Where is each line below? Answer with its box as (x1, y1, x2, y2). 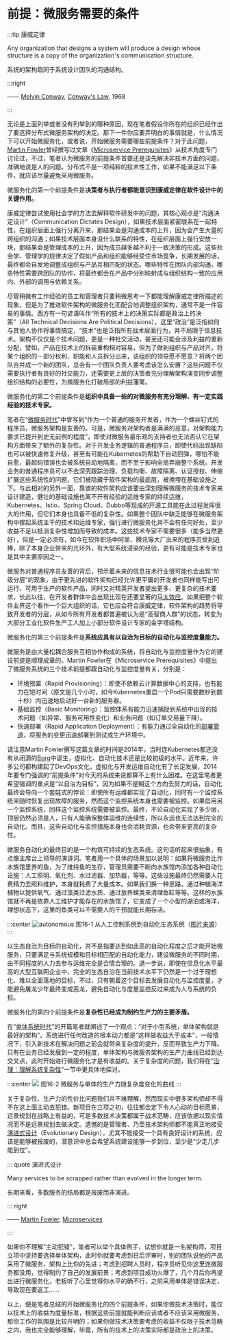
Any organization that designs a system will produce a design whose (7, 44, 201, 52)
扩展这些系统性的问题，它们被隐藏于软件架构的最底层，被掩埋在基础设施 (7, 475, 211, 483)
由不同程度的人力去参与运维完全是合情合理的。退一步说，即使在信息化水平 (7, 959, 217, 967)
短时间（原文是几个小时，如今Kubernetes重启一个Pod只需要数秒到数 (29, 687, 223, 696)
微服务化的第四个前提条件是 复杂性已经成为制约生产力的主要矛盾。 (7, 1008, 193, 1016)
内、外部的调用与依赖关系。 (7, 277, 86, 285)
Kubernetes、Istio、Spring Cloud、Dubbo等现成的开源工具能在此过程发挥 (7, 501, 216, 509)
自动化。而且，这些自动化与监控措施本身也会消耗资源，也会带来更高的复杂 (7, 822, 217, 830)
